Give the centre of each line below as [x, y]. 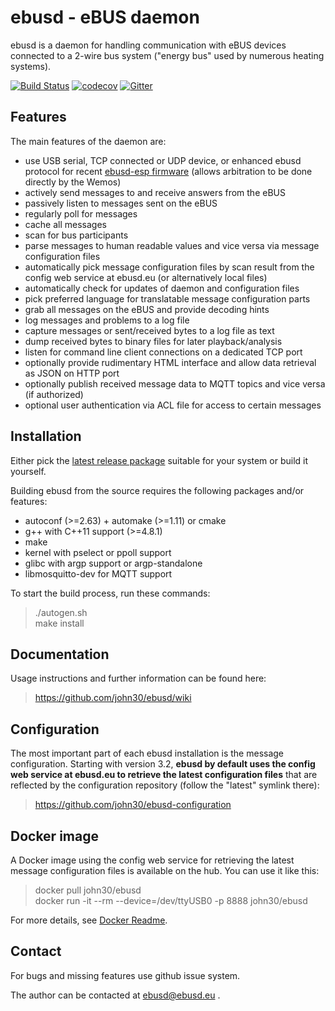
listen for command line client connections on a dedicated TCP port [163, 352]
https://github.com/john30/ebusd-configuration [133, 805]
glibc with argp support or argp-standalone [113, 563]
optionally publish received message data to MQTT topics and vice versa [175, 383]
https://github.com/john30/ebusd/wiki [113, 698]
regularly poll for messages [81, 213]
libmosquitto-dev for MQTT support [98, 573]
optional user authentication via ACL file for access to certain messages [173, 405]
